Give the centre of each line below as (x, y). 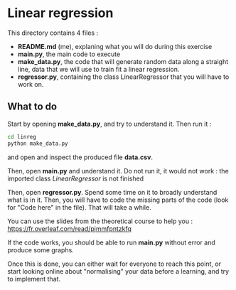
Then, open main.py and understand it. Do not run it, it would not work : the (118, 171)
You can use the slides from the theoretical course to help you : (100, 221)
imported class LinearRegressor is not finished (76, 178)
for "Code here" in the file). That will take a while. (79, 207)
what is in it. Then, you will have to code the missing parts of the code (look (118, 200)
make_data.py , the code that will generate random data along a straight (123, 61)
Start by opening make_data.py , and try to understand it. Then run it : (109, 124)
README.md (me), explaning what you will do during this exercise (115, 46)
